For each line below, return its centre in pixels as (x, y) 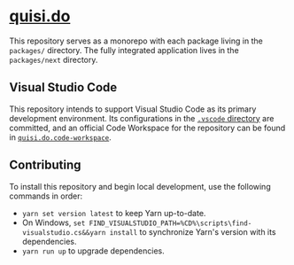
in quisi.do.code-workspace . (61, 137)
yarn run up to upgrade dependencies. (93, 251)
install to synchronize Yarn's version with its (193, 231)
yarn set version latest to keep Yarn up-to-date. (114, 213)
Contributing (45, 165)
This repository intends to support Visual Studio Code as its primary (133, 109)
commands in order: (46, 196)
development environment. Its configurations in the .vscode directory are (142, 118)
